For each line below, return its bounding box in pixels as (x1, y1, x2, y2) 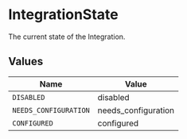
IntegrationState (8, 6, 119, 24)
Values (8, 55, 44, 68)
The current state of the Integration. (8, 32, 126, 41)
